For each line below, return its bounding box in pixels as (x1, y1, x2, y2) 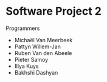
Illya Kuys (14, 62, 39, 70)
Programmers (5, 24, 40, 32)
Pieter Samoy (14, 56, 49, 63)
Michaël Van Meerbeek (14, 36, 73, 43)
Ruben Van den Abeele (14, 49, 72, 56)
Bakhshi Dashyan (14, 69, 58, 76)
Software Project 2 (5, 4, 102, 18)
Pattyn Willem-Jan (14, 43, 61, 50)
